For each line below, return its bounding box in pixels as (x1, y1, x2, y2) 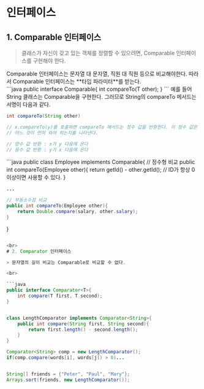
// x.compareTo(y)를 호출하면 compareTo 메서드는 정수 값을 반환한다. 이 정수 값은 (6, 124, 198, 130)
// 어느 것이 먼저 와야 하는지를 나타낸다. (6, 129, 99, 136)
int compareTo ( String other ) (6, 113, 81, 119)
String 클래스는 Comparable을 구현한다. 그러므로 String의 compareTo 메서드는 (6, 93, 197, 100)
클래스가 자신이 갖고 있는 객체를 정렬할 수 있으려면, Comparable (21, 50, 175, 56)
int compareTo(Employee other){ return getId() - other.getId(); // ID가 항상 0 (6, 166, 195, 174)
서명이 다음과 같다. (6, 101, 51, 108)
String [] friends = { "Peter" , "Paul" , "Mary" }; (6, 371, 130, 377)
